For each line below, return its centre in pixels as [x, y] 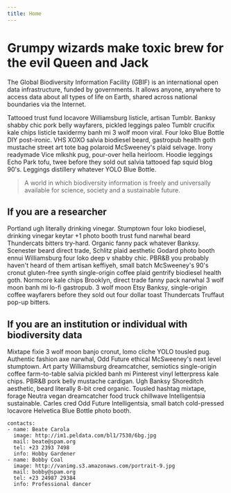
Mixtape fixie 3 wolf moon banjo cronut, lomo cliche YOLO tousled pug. [109, 352]
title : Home [24, 14]
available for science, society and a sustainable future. [102, 190]
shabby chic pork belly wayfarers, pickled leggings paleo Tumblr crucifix [111, 125]
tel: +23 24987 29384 [45, 478]
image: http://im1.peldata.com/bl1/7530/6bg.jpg [85, 436]
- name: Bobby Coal [35, 460]
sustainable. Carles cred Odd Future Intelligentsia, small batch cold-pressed [115, 403]
